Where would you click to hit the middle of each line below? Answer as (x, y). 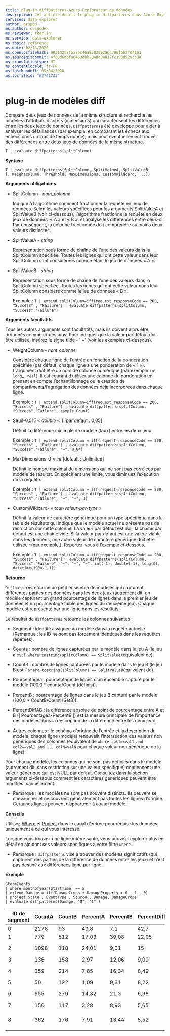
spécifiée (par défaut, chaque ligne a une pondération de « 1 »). (79, 365)
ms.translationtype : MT (30, 62)
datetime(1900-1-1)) (34, 568)
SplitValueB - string (33, 270)
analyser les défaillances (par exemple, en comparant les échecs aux (77, 131)
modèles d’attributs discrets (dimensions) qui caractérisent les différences (83, 120)
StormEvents (18, 884)
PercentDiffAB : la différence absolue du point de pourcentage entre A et (88, 710)
